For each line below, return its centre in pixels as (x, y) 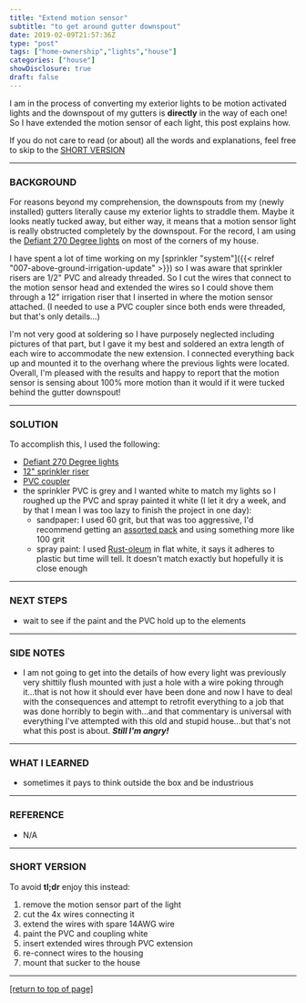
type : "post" (34, 43)
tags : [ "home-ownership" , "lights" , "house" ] (93, 52)
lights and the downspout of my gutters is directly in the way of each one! (148, 113)
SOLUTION (34, 424)
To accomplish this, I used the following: (85, 444)
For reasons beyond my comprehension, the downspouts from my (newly (147, 202)
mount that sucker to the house (82, 962)
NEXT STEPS (39, 601)
